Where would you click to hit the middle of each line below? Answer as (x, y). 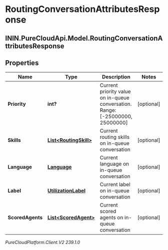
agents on (111, 218)
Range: (108, 110)
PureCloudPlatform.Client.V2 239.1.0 (43, 243)
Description (116, 77)
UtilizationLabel (66, 191)
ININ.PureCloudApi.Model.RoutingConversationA (84, 38)
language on (114, 164)
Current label (115, 185)
